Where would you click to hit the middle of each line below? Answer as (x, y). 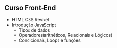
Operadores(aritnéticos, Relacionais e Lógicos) (66, 35)
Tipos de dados (34, 30)
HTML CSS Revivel (30, 19)
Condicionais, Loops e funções (50, 40)
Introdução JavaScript (34, 25)
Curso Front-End (30, 8)
